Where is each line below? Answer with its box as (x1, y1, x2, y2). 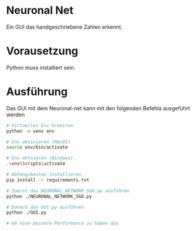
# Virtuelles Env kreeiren (6, 122, 73, 128)
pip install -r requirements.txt (6, 177, 90, 183)
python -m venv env (6, 128, 55, 134)
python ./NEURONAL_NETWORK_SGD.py (6, 193, 93, 199)
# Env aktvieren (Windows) (6, 155, 73, 161)
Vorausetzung (6, 44, 79, 58)
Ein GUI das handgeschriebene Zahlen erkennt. (6, 23, 122, 30)
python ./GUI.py (6, 210, 47, 215)
